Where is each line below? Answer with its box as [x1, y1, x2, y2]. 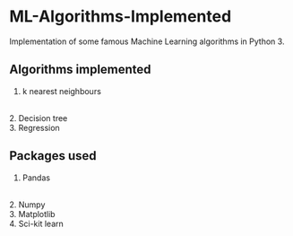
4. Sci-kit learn [9, 218, 65, 229]
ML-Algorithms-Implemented [9, 6, 232, 27]
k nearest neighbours [22, 85, 101, 96]
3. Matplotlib [9, 208, 56, 219]
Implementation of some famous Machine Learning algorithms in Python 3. [9, 36, 285, 47]
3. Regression [9, 122, 60, 133]
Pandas [22, 172, 51, 183]
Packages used [9, 148, 97, 163]
